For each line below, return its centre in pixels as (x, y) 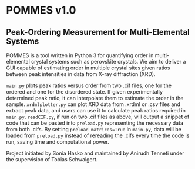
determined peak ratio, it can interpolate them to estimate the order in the (95, 98)
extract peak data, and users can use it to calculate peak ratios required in (96, 110)
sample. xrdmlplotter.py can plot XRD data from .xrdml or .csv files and (93, 104)
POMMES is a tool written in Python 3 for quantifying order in (80, 55)
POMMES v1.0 (41, 10)
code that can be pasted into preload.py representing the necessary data (95, 123)
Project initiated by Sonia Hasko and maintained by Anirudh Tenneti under (95, 153)
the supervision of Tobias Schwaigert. (52, 159)
